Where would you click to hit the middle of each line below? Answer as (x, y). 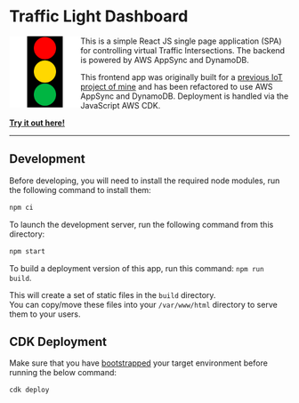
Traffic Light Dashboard (99, 16)
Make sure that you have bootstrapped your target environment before (139, 363)
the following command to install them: (80, 189)
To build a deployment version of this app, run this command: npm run (137, 268)
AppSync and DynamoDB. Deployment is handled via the (185, 96)
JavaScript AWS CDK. (121, 105)
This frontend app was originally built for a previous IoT (182, 77)
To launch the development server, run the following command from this (141, 224)
